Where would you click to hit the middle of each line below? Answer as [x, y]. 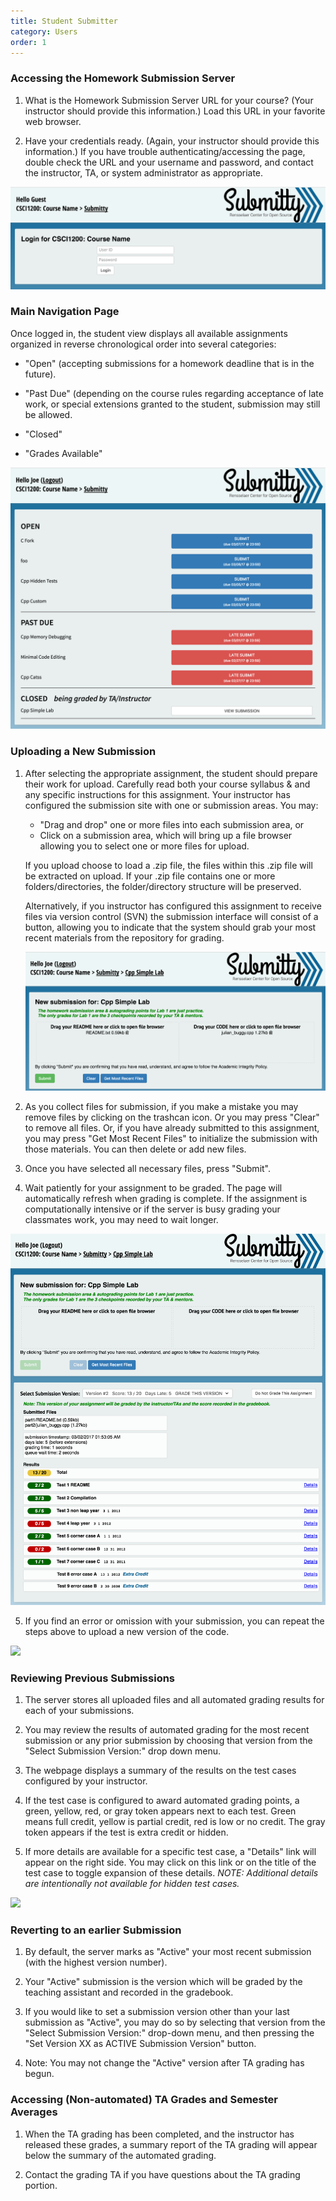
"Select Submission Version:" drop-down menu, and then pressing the [169, 2033]
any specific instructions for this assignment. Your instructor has [157, 794]
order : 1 [28, 42]
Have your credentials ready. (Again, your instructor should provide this [172, 141]
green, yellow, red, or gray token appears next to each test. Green [160, 1811]
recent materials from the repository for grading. [124, 937]
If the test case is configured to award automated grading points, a [162, 1801]
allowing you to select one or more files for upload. [144, 846]
